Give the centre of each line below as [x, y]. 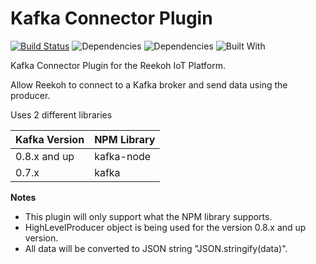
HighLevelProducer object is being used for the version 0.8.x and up [165, 227]
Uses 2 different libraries [61, 114]
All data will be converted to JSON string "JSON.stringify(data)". [156, 248]
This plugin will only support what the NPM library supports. [148, 216]
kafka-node [123, 156]
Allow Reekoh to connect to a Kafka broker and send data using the [149, 84]
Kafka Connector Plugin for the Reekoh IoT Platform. [118, 65]
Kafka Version [50, 139]
